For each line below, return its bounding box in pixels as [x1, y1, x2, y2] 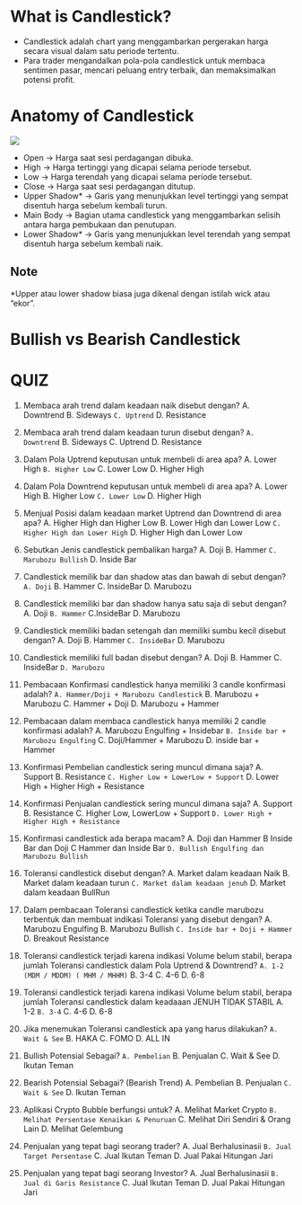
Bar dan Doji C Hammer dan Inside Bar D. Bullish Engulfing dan [22, 842, 264, 853]
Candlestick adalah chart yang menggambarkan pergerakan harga [22, 36, 269, 47]
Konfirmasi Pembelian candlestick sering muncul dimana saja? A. [22, 761, 263, 772]
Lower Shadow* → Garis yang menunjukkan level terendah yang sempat [22, 228, 290, 239]
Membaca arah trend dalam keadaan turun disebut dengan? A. [22, 427, 255, 438]
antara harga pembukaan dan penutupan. [22, 218, 177, 230]
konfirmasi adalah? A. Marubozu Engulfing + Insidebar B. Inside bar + [22, 725, 287, 736]
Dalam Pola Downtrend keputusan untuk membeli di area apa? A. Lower [22, 481, 288, 492]
